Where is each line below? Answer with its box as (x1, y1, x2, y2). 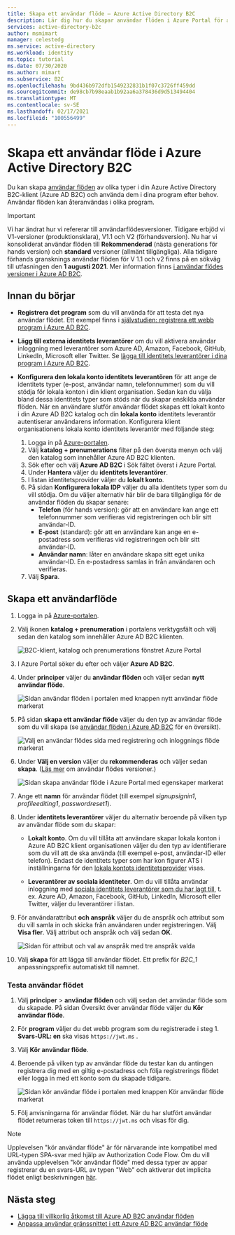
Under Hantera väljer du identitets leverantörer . (27, 468, 168, 477)
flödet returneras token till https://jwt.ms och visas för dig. (17, 1116, 190, 1125)
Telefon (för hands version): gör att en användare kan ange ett (38, 505, 219, 514)
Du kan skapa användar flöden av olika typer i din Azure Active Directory (7, 183, 217, 191)
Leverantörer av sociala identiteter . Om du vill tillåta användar (27, 878, 208, 886)
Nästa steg (7, 1193, 56, 1206)
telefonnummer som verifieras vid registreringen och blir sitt (38, 513, 212, 521)
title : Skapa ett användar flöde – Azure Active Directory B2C (7, 10, 196, 18)
